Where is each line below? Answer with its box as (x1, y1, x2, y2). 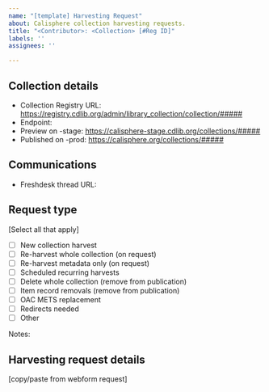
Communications (8, 158, 97, 172)
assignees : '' (8, 42, 57, 50)
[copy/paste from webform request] (8, 373, 128, 384)
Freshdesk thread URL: (19, 179, 97, 189)
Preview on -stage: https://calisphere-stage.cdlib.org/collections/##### (19, 126, 261, 136)
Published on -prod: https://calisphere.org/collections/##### (19, 134, 225, 144)
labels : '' (8, 34, 45, 43)
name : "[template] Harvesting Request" (8, 11, 143, 20)
